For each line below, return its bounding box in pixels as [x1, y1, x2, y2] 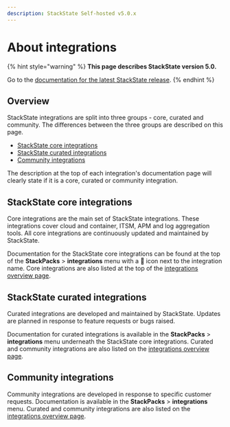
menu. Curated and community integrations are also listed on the [7, 404, 191, 413]
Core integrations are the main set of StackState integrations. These [7, 215, 200, 223]
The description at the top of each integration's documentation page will [7, 169, 212, 178]
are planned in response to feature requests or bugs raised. [7, 317, 176, 325]
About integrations [7, 39, 117, 55]
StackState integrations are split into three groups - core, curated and [7, 114, 204, 122]
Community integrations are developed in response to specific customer [7, 390, 211, 398]
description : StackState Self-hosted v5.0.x [7, 10, 137, 17]
